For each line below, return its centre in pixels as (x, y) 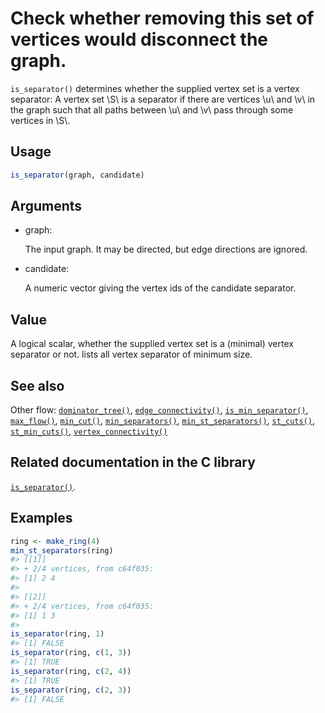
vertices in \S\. (40, 120)
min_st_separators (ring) (62, 550)
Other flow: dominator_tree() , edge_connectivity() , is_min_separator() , (159, 410)
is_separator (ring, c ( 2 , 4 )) (71, 671)
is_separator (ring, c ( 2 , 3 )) (71, 690)
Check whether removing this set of (162, 18)
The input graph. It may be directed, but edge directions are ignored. (166, 249)
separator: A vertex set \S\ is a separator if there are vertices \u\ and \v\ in (163, 99)
